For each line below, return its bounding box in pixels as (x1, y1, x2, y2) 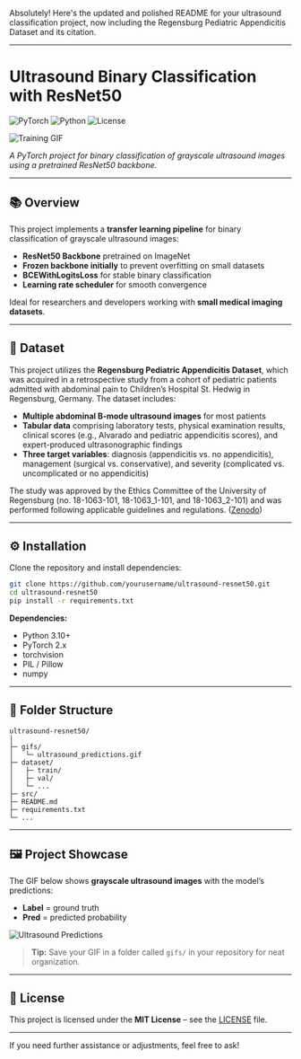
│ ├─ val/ (9, 773, 54, 782)
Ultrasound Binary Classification (9, 66, 257, 87)
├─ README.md (9, 797, 58, 807)
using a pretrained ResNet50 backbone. (9, 159, 158, 170)
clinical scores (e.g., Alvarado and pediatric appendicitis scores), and (21, 429, 279, 440)
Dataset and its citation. (9, 27, 97, 37)
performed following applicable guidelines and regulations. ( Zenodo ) (9, 504, 262, 515)
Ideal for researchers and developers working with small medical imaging (9, 296, 283, 307)
